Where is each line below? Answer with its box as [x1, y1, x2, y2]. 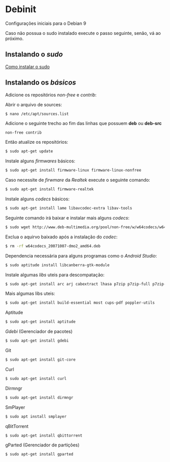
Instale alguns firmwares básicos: [5, 158, 75, 164]
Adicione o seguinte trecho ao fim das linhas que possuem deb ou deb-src [5, 120, 162, 127]
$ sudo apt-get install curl [5, 376, 67, 381]
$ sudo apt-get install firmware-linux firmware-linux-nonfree [5, 168, 142, 173]
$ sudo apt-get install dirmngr [5, 395, 73, 400]
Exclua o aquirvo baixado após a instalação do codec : [5, 234, 118, 240]
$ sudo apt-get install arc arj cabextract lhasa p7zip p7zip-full [5, 281, 151, 286]
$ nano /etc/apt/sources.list [5, 111, 69, 116]
